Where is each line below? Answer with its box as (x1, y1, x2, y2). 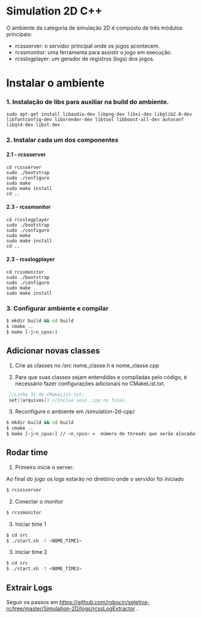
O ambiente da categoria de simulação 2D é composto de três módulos (6, 24, 183, 31)
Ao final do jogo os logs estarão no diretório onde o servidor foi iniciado (6, 475, 185, 482)
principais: (6, 30, 32, 37)
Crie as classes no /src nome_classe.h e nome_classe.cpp (14, 362, 159, 369)
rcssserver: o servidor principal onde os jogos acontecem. (14, 42, 161, 49)
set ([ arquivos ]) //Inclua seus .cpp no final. (8, 397, 128, 403)
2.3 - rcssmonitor (6, 203, 51, 210)
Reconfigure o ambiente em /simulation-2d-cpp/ (14, 408, 135, 415)
